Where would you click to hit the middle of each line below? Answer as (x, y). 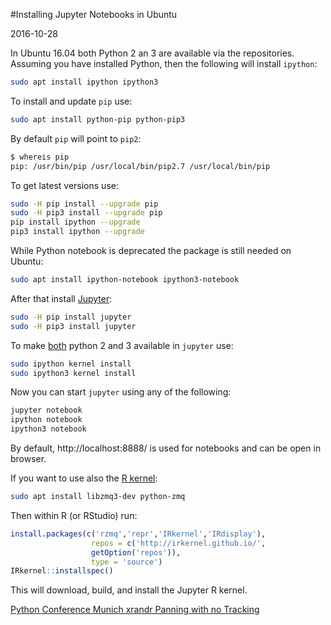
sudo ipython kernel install (71, 364)
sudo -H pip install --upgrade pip (84, 204)
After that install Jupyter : (61, 298)
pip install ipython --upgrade (75, 222)
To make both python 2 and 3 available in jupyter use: (122, 345)
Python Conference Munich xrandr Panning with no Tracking (135, 610)
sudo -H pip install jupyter (71, 317)
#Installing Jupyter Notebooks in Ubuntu (94, 14)
